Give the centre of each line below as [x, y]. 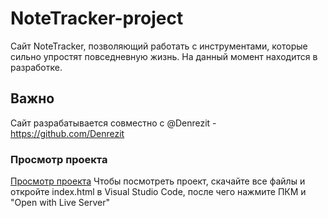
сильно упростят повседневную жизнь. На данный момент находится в [164, 56]
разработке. [36, 67]
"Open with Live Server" [60, 203]
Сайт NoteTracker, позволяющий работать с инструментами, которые [159, 46]
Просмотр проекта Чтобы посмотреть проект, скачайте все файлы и [158, 181]
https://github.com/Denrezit [67, 133]
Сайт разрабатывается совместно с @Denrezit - [113, 123]
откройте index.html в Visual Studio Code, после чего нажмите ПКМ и [158, 192]
